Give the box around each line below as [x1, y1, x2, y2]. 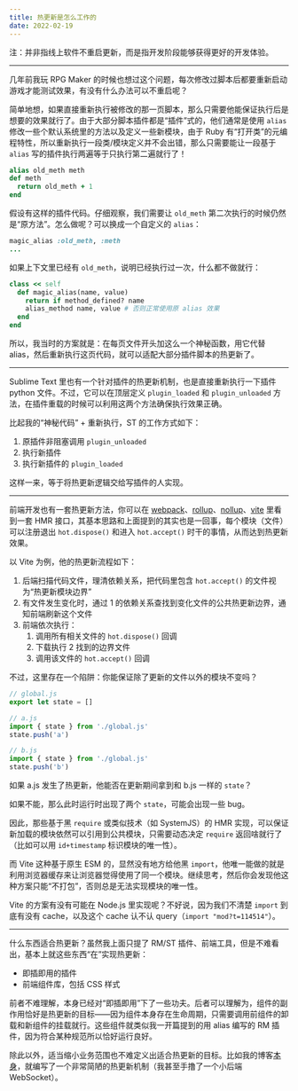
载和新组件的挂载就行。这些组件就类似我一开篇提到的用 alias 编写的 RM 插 [9, 1020, 280, 1030]
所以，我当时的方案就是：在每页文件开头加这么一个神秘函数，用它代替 [9, 338, 266, 349]
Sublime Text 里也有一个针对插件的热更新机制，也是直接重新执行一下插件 [9, 376, 277, 387]
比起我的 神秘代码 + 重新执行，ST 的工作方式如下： [9, 418, 201, 428]
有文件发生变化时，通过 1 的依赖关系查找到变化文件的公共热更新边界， [21, 598, 279, 608]
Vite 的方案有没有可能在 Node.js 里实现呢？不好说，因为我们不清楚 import [9, 899, 278, 910]
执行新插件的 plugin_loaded [21, 459, 123, 468]
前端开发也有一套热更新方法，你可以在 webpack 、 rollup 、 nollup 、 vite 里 [9, 505, 275, 514]
